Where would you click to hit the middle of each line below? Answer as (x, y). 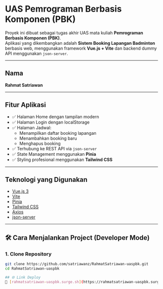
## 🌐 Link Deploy (23, 277)
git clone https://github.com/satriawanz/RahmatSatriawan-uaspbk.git (77, 264)
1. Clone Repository (28, 254)
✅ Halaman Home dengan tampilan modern (56, 117)
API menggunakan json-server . (37, 53)
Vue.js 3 (20, 191)
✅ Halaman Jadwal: (32, 127)
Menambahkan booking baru (48, 138)
